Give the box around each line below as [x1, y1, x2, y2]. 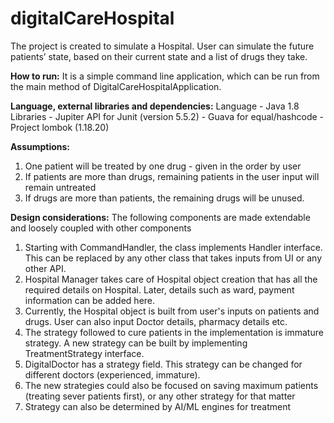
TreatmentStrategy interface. [24, 347, 145, 359]
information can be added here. [24, 294, 156, 306]
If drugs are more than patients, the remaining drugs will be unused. [24, 192, 305, 204]
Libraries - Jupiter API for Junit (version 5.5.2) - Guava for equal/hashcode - [10, 110, 325, 122]
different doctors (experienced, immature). [24, 368, 201, 381]
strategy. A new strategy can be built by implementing [24, 337, 248, 349]
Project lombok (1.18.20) [10, 121, 110, 133]
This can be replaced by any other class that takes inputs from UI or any [24, 252, 323, 264]
